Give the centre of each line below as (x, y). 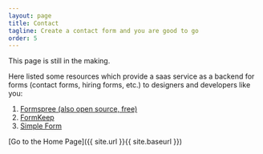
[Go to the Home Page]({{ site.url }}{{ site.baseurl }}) (95, 142)
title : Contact (34, 23)
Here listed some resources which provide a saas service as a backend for (131, 76)
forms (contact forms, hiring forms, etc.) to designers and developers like (129, 85)
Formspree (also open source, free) (79, 109)
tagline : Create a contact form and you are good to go (103, 30)
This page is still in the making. (59, 61)
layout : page (30, 16)
